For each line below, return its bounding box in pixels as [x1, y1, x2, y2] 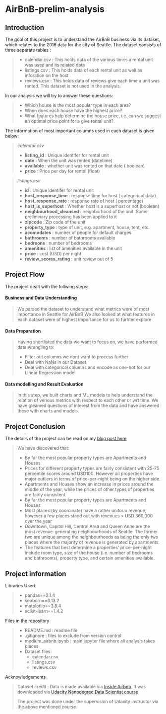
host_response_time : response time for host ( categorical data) [24, 193, 156, 198]
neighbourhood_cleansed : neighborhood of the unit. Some [24, 209, 148, 214]
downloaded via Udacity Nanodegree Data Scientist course [17, 689, 139, 695]
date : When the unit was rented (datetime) [24, 158, 113, 163]
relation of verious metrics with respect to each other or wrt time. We [17, 397, 159, 403]
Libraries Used [5, 583, 35, 589]
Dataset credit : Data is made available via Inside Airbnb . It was [17, 684, 146, 690]
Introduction [5, 23, 45, 32]
